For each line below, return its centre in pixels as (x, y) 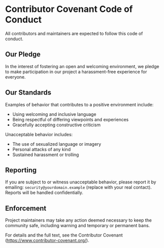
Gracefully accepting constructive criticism (56, 125)
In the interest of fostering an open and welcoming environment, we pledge (82, 66)
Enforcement (26, 208)
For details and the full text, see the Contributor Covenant (64, 235)
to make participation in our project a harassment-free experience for (76, 72)
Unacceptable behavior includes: (39, 134)
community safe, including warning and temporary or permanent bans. (78, 226)
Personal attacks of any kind (41, 149)
